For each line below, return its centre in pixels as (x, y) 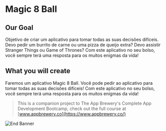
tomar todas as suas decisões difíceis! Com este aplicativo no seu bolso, (80, 88)
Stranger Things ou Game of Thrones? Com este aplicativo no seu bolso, (80, 50)
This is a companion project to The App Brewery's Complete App (84, 103)
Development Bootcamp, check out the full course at (72, 109)
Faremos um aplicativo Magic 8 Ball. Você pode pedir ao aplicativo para (79, 83)
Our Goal (19, 28)
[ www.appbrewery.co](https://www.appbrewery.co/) (71, 114)
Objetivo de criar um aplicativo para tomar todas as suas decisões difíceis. (82, 39)
